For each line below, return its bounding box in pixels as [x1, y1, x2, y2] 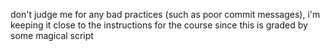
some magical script [10, 30, 94, 41]
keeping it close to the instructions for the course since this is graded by [10, 19, 308, 31]
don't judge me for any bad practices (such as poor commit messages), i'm [10, 9, 321, 20]
